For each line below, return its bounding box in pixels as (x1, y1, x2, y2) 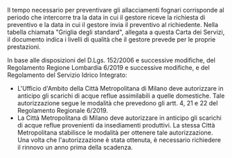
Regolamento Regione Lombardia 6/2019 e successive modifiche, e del (7, 64, 210, 71)
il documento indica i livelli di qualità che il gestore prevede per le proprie (7, 35, 216, 44)
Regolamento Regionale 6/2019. (17, 107, 109, 114)
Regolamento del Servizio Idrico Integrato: (7, 71, 127, 79)
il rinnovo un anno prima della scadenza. (17, 143, 133, 151)
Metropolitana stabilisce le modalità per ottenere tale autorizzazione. (17, 128, 213, 137)
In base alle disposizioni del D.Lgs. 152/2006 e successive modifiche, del (7, 56, 216, 64)
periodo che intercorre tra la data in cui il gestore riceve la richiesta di (7, 13, 206, 21)
